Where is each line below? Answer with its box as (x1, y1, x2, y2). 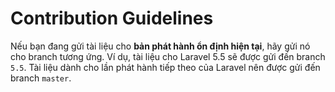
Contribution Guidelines (10, 7, 214, 30)
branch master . (10, 72, 72, 84)
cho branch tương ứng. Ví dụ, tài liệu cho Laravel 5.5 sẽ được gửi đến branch (10, 50, 326, 62)
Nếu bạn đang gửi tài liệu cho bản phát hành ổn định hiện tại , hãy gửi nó (10, 40, 311, 52)
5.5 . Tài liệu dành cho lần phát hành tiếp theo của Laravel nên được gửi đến (10, 61, 321, 73)
